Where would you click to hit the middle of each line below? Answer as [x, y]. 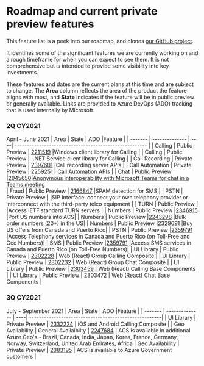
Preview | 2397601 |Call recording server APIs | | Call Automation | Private [99, 165]
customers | [21, 356]
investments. [22, 72]
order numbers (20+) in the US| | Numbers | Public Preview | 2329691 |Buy [100, 223]
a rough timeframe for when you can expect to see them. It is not [88, 59]
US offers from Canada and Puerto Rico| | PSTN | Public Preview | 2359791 [100, 230]
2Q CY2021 [23, 126]
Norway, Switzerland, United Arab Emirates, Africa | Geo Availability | [93, 343]
